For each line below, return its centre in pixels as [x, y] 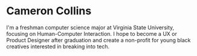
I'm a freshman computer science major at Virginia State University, [90, 27]
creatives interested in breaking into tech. [58, 46]
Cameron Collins [49, 11]
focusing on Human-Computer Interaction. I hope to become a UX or [92, 33]
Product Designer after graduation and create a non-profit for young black [98, 40]
